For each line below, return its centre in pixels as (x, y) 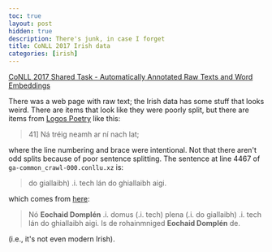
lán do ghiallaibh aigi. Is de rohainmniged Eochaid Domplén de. (134, 223)
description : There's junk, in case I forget (86, 39)
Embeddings (30, 85)
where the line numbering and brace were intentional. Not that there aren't (133, 150)
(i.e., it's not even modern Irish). (62, 239)
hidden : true (30, 31)
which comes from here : (49, 199)
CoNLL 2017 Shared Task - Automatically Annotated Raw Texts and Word (131, 77)
